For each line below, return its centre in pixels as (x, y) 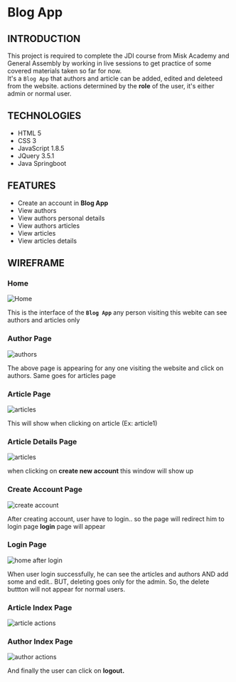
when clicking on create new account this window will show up (101, 471)
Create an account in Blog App (63, 203)
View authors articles (49, 226)
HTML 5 (29, 133)
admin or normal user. (39, 94)
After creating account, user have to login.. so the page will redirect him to (116, 519)
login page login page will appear (57, 526)
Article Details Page (42, 441)
